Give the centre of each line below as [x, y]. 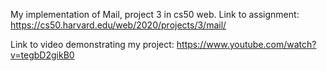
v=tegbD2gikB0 [42, 55]
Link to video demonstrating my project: [92, 44]
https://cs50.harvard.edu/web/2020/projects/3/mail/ [118, 25]
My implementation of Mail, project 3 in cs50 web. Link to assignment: [155, 14]
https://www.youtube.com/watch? [246, 44]
